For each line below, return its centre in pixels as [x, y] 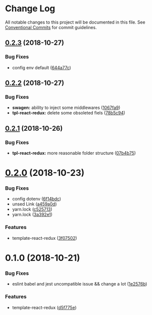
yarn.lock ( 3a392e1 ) [32, 215]
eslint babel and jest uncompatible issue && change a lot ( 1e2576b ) [80, 284]
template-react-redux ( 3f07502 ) [44, 238]
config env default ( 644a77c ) [42, 67]
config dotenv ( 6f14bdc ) [36, 199]
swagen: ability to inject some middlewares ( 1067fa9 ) [66, 108]
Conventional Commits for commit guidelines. [51, 27]
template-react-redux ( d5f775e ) [44, 307]
